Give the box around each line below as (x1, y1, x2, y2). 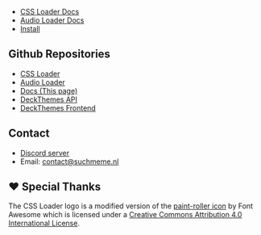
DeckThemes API (19, 94, 78, 104)
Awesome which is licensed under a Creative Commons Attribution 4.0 (8, 210, 242, 220)
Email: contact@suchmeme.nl (19, 157, 119, 166)
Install (19, 24, 40, 33)
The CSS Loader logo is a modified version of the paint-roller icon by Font (8, 201, 254, 211)
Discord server (19, 148, 70, 157)
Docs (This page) (19, 86, 78, 95)
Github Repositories (8, 48, 111, 61)
